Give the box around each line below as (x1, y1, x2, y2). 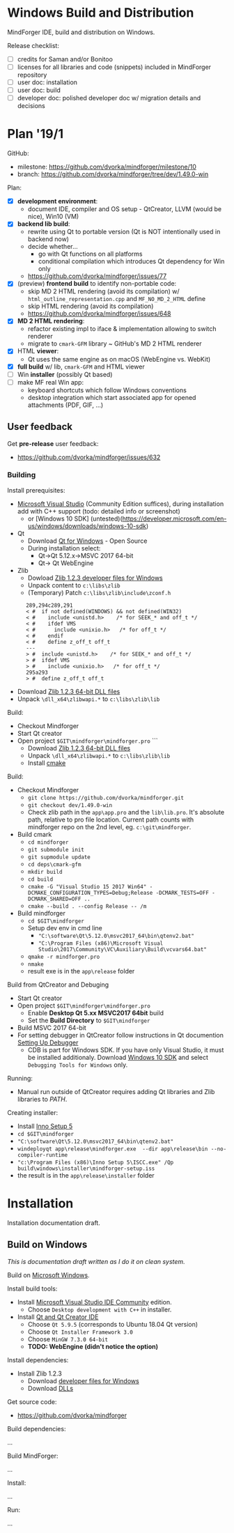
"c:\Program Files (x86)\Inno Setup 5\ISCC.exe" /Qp (17, 1159, 174, 1166)
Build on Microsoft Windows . (7, 1270, 90, 1279)
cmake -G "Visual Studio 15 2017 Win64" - (27, 883, 153, 890)
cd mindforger (27, 838, 69, 846)
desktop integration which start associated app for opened (27, 393, 196, 401)
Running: (7, 1074, 33, 1082)
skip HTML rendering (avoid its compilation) (27, 302, 154, 311)
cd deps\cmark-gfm (27, 861, 81, 868)
